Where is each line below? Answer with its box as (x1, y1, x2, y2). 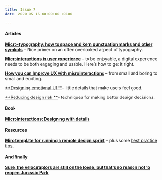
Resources (5, 127, 28, 133)
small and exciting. (5, 75, 43, 81)
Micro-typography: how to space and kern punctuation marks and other (5, 42, 153, 47)
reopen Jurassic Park (5, 170, 49, 176)
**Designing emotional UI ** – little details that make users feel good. (5, 85, 143, 91)
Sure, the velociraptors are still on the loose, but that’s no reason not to (5, 165, 151, 170)
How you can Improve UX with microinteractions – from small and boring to (5, 70, 158, 76)
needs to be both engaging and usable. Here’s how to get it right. (5, 61, 134, 67)
